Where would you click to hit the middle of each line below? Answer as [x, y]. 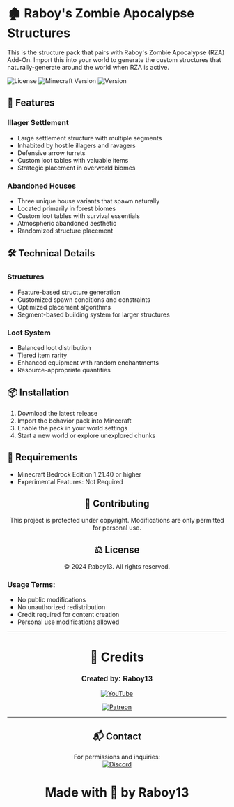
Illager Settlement [38, 123]
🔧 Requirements [42, 457]
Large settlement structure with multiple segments [89, 138]
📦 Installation [38, 393]
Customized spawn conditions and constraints [84, 299]
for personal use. [117, 528]
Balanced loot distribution [54, 347]
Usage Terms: [31, 585]
